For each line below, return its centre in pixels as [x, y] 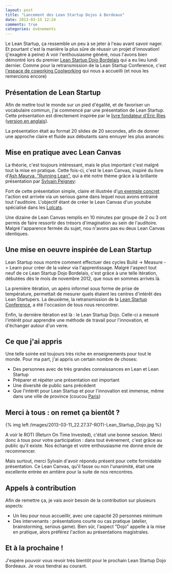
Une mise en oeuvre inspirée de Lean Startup [79, 250]
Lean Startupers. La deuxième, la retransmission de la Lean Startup [76, 299]
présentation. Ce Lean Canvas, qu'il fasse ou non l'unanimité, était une [80, 466]
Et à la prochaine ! [34, 548]
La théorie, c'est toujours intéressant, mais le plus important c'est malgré [82, 165]
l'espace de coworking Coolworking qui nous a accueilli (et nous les [77, 71]
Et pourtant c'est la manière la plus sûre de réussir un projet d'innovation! [82, 49]
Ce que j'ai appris [34, 341]
